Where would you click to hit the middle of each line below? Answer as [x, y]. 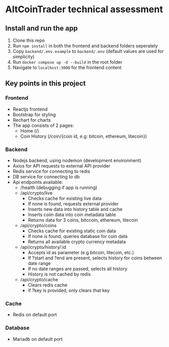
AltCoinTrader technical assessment [84, 9]
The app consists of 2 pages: [43, 125]
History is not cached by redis [59, 274]
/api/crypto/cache [39, 279]
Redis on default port [35, 315]
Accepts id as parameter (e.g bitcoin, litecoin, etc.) [81, 252]
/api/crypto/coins [38, 225]
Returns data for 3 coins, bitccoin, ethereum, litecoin [83, 220]
